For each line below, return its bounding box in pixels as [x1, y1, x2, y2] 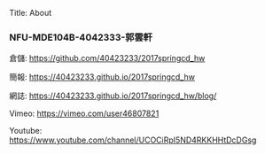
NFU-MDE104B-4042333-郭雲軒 [9, 31, 153, 43]
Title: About [9, 8, 52, 18]
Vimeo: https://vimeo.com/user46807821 [9, 108, 160, 119]
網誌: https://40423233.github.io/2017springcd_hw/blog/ [9, 90, 217, 101]
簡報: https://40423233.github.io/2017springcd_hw [9, 72, 195, 82]
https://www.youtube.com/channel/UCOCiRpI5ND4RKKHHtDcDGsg [9, 135, 257, 145]
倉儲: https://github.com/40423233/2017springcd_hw [9, 53, 206, 64]
